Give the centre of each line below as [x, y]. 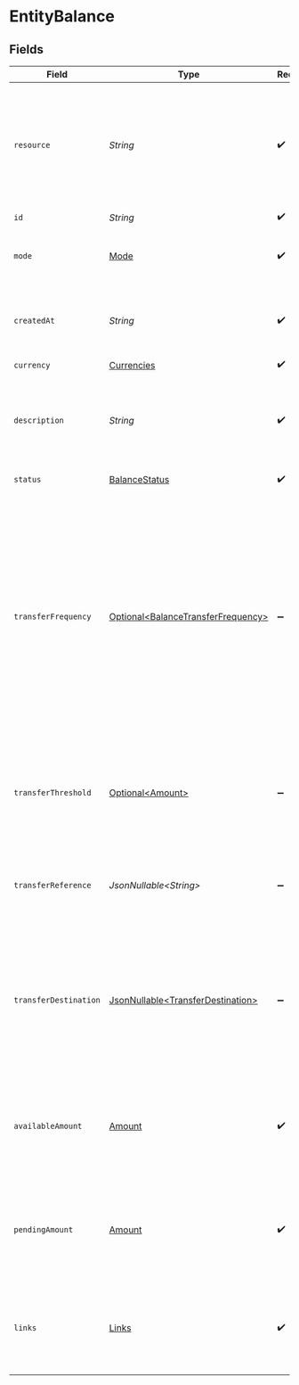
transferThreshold [53, 792]
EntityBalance [62, 16]
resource [32, 145]
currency [32, 365]
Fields [27, 49]
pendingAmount [44, 1229]
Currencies [132, 365]
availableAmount [48, 1126]
